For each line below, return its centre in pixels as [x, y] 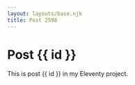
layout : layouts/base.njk [45, 14]
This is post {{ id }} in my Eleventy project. [68, 74]
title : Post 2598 [32, 20]
